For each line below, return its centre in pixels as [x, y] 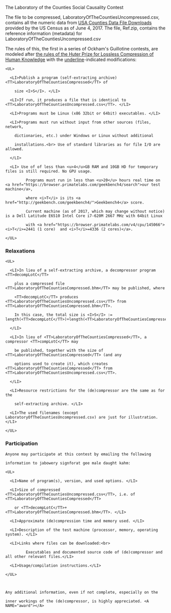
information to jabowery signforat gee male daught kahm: [68, 463]
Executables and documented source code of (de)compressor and [94, 552]
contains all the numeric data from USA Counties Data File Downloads [79, 23]
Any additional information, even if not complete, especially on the [82, 592]
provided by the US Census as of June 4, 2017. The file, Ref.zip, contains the [85, 28]
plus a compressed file [40, 284]
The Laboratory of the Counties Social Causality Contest [64, 7]
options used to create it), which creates [61, 364]
